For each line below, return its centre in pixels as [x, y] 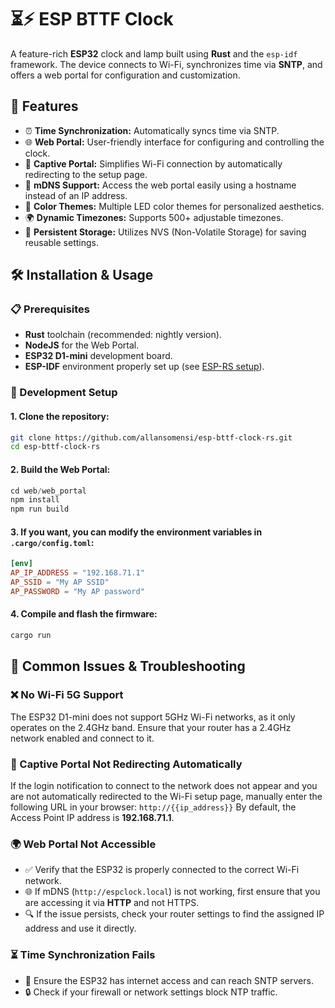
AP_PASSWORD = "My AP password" [77, 591]
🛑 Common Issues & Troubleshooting [128, 666]
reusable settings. [61, 242]
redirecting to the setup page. [86, 174]
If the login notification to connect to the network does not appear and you [164, 785]
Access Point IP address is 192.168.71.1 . [92, 817]
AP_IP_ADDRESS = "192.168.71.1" [77, 573]
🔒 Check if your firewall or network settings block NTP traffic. [151, 992]
